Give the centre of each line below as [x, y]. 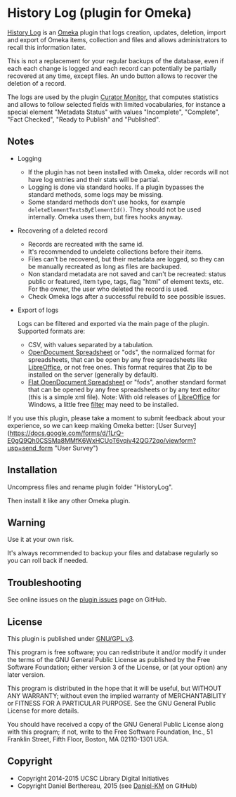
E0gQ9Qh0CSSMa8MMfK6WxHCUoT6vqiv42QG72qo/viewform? [102, 440]
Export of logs [38, 310]
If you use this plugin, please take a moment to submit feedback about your [117, 418]
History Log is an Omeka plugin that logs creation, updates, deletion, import [117, 32]
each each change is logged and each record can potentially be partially [112, 68]
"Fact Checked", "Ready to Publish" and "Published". [84, 119]
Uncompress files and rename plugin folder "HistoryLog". [90, 487]
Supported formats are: [51, 331]
